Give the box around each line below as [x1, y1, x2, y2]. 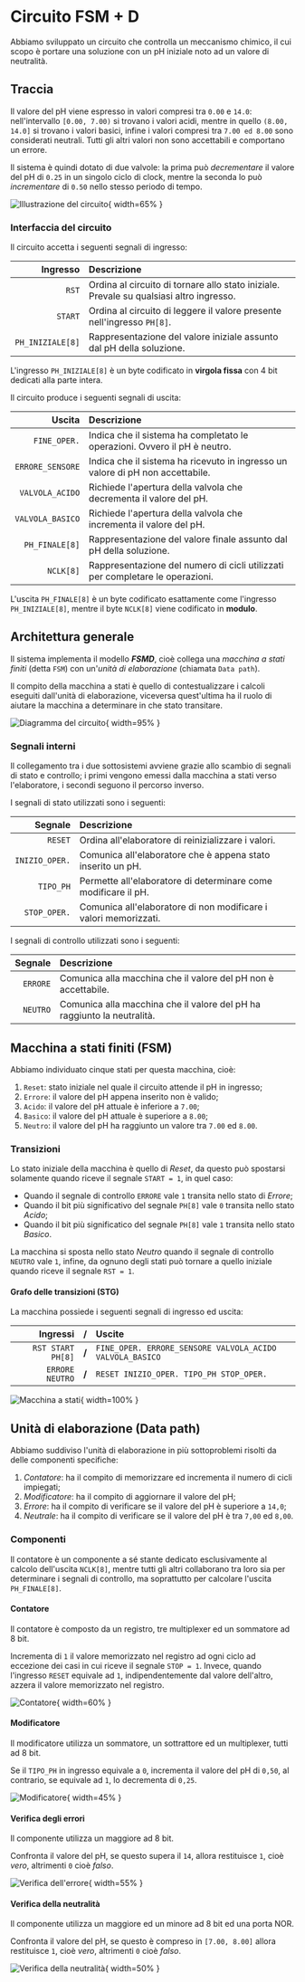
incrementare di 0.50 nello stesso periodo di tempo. [10, 181, 203, 192]
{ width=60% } [56, 1697, 112, 1708]
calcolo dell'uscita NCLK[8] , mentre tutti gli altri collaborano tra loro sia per [10, 1563, 286, 1574]
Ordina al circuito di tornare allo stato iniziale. [88, 279, 280, 291]
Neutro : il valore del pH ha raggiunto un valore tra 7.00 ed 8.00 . [23, 1120, 258, 1130]
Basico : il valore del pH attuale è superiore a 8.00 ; [23, 1110, 209, 1121]
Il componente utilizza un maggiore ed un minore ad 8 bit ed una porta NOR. [10, 1919, 295, 1930]
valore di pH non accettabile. [88, 466, 211, 479]
